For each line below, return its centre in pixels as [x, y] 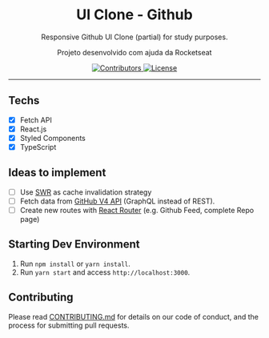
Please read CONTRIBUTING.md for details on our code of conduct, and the [133, 316]
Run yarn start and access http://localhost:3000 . [105, 272]
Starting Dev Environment [74, 245]
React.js [33, 129]
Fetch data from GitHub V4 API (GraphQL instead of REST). [117, 201]
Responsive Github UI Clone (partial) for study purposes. [134, 37]
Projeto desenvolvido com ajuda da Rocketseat [134, 52]
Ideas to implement [57, 173]
